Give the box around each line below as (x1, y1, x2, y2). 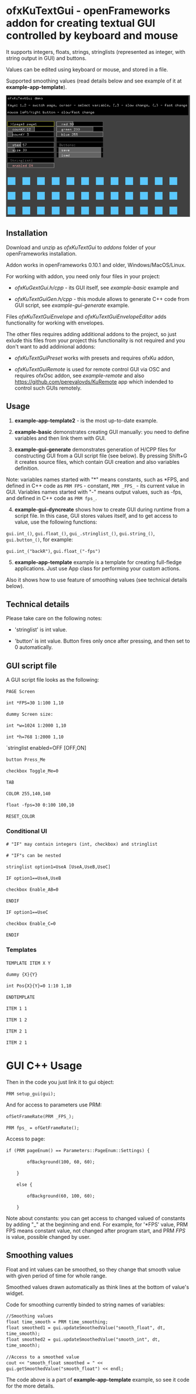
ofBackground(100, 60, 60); (27, 1159, 95, 1165)
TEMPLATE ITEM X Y (6, 960, 51, 966)
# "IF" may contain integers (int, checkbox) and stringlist (6, 842, 158, 848)
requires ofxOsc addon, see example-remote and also (14, 372, 145, 379)
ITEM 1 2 (6, 1017, 27, 1023)
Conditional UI (6, 827, 48, 835)
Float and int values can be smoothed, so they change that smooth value (6, 1266, 181, 1273)
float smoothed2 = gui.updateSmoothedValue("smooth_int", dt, (6, 1337, 160, 1342)
